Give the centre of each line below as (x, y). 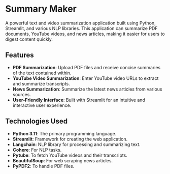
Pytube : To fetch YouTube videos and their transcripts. (70, 155)
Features (20, 55)
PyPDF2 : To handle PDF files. (43, 166)
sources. (22, 94)
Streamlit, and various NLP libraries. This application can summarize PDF (81, 28)
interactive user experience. (42, 105)
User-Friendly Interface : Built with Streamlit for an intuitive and (79, 100)
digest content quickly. (29, 39)
